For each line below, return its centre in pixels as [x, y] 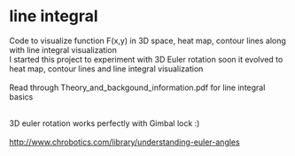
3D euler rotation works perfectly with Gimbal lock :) [105, 123]
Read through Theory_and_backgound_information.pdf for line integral [137, 87]
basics [21, 97]
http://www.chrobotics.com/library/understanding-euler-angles [125, 142]
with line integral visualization [63, 49]
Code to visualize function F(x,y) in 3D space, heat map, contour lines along [147, 41]
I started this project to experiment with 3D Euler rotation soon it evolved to [146, 59]
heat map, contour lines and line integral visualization [106, 69]
